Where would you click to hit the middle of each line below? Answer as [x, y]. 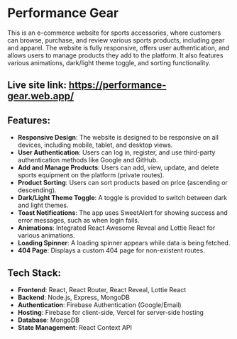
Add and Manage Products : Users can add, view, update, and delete [118, 167]
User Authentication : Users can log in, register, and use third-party [116, 152]
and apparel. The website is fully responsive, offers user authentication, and [118, 48]
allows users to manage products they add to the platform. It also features [115, 55]
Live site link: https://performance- [87, 85]
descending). [37, 190]
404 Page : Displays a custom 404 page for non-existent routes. [111, 250]
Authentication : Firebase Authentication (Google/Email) [100, 305]
